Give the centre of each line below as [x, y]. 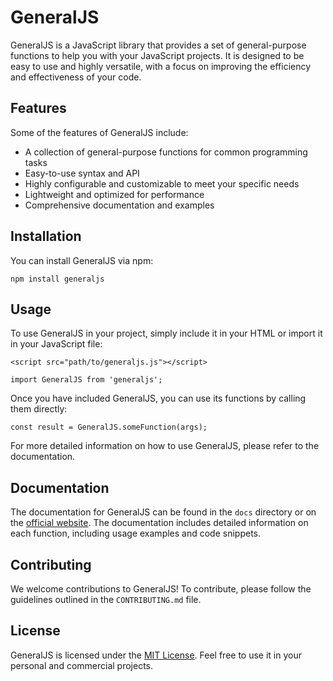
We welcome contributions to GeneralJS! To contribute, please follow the [161, 589]
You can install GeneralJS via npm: [82, 260]
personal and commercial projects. [82, 665]
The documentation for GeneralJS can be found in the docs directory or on [163, 512]
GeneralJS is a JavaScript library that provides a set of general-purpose [158, 45]
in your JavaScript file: [56, 344]
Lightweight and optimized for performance [114, 194]
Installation [46, 236]
